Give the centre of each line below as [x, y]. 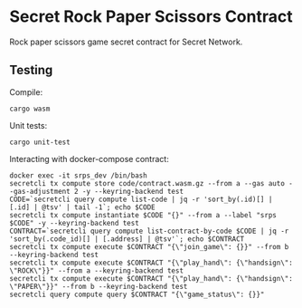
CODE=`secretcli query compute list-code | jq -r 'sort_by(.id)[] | [141, 199]
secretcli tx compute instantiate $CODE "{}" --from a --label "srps [143, 215]
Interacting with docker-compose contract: [89, 159]
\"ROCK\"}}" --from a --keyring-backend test [96, 270]
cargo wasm [30, 109]
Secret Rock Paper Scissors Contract [151, 17]
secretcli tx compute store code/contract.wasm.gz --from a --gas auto [147, 183]
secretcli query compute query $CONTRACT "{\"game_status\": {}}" [137, 294]
